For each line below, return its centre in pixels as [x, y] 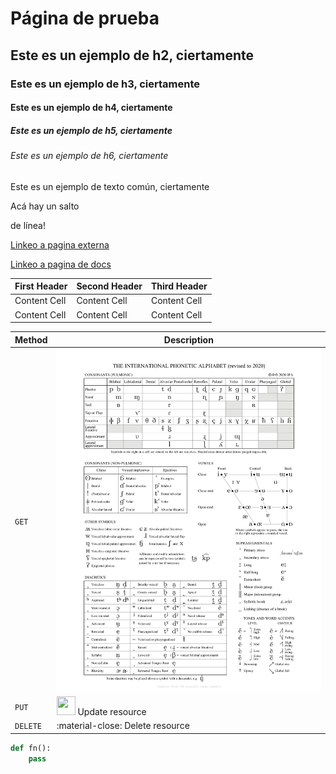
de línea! [28, 225]
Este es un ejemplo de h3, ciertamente [105, 84]
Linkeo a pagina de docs [61, 264]
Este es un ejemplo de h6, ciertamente [89, 156]
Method [31, 339]
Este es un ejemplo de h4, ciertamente [91, 108]
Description [188, 339]
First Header [41, 286]
